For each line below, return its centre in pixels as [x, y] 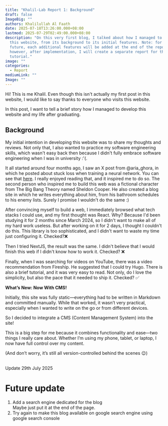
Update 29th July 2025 [29, 368]
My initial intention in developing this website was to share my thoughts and [83, 142]
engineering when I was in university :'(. [46, 158]
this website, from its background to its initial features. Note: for [86, 43]
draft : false [19, 15]
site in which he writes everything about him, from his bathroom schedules [82, 194]
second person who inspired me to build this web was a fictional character [82, 184]
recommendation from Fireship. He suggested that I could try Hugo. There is [84, 267]
